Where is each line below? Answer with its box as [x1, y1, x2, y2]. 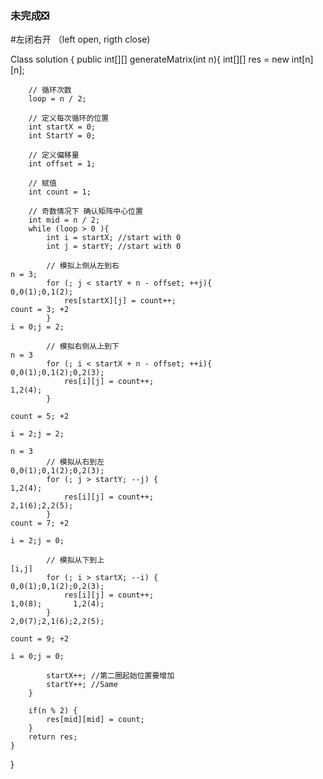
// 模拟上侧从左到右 [46, 261, 120, 271]
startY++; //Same [46, 680, 118, 690]
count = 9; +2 [10, 634, 70, 644]
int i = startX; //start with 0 [46, 233, 182, 243]
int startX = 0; [28, 122, 97, 132]
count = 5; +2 [10, 412, 70, 422]
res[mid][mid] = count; [46, 715, 145, 725]
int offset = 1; [28, 159, 97, 169]
